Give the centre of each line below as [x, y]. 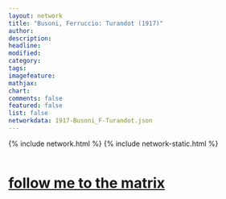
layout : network [35, 16]
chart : [19, 91]
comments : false [35, 98]
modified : [25, 53]
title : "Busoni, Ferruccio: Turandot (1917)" [86, 23]
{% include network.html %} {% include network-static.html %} [113, 143]
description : [30, 38]
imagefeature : [32, 76]
